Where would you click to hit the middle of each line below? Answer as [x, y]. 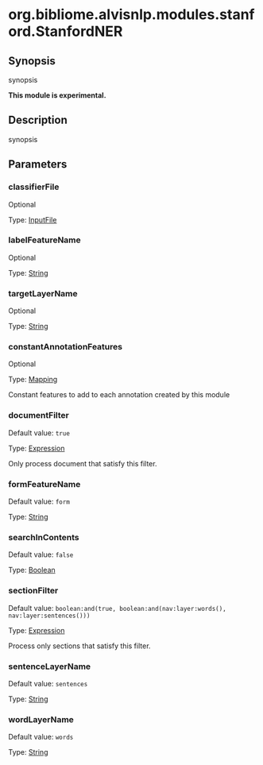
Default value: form [39, 501]
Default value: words [41, 737]
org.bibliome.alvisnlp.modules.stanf [131, 15]
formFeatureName [44, 484]
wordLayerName [41, 719]
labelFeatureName [44, 240]
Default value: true [39, 433]
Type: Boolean [32, 570]
